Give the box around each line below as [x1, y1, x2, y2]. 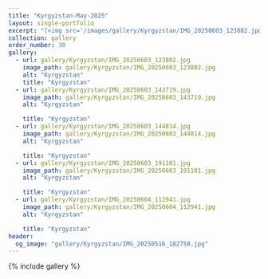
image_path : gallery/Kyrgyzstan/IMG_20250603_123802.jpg [22, 64, 216, 72]
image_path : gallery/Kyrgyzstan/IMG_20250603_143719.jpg [22, 93, 216, 101]
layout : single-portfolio [8, 19, 94, 27]
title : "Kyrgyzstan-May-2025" [8, 11, 109, 20]
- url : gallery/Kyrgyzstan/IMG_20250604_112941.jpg [15, 196, 191, 204]
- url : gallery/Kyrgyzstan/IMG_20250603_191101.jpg [15, 159, 191, 167]
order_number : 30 [8, 41, 66, 49]
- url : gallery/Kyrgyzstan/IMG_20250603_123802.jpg [15, 57, 191, 65]
